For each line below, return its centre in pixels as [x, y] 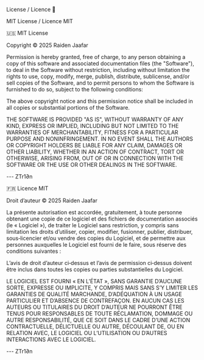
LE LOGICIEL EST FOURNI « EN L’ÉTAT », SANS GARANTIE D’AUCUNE [94, 281]
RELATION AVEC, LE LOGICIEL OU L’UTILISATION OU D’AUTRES [87, 333]
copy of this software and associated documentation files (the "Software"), [100, 63]
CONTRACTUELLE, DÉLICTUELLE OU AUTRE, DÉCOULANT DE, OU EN [95, 326]
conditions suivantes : [34, 251]
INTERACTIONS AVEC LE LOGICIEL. [51, 339]
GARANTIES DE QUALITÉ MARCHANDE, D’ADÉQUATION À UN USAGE [94, 294]
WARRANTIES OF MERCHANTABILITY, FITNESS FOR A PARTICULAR [92, 132]
